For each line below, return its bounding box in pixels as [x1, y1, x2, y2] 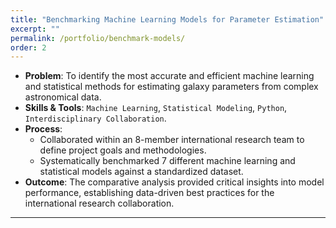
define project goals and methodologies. [39, 144, 207, 156]
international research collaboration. [24, 197, 175, 210]
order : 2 [10, 42, 47, 53]
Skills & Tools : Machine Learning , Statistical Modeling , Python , [24, 102, 288, 114]
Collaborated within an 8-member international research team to [39, 134, 305, 146]
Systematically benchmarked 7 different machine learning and [39, 155, 296, 167]
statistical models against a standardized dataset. [39, 166, 244, 178]
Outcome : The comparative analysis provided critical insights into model [24, 176, 325, 188]
